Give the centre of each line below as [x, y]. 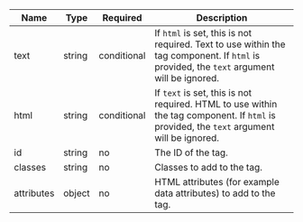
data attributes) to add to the [215, 193]
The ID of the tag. [191, 153]
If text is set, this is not [203, 92]
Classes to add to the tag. [209, 167]
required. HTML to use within [216, 104]
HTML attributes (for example [217, 182]
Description [222, 18]
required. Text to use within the [220, 44]
